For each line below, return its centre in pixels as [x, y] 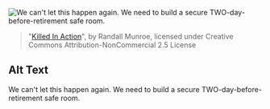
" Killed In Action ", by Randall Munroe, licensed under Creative [131, 36]
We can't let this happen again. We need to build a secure [104, 89]
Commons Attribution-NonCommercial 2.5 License [112, 45]
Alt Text [28, 70]
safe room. [62, 98]
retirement [25, 98]
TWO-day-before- [231, 89]
